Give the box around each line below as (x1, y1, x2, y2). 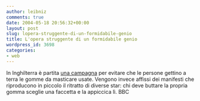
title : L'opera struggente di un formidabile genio (6, 36, 137, 42)
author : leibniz (6, 8, 47, 15)
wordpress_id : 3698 (6, 42, 55, 48)
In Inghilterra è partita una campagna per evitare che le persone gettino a (6, 69, 186, 76)
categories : (6, 48, 36, 53)
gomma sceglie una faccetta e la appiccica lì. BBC (6, 88, 130, 95)
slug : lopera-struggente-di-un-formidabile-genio (6, 31, 133, 37)
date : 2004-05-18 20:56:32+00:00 (6, 20, 90, 26)
